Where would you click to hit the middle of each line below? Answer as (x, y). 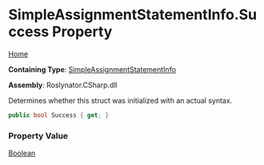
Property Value (38, 135)
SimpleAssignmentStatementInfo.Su (133, 15)
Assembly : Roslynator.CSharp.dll (63, 85)
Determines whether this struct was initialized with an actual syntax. (120, 100)
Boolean (22, 153)
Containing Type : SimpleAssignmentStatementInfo (92, 69)
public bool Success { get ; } (59, 115)
